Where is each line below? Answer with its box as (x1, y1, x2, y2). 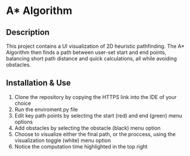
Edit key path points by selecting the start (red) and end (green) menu (14, 112, 182, 119)
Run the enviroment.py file (14, 106, 78, 113)
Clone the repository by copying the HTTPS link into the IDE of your (14, 93, 177, 100)
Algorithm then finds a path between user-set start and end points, (6, 49, 167, 56)
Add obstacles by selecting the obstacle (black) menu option (14, 124, 161, 132)
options (14, 118, 33, 125)
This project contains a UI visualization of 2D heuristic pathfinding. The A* (6, 42, 185, 49)
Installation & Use (6, 78, 71, 88)
